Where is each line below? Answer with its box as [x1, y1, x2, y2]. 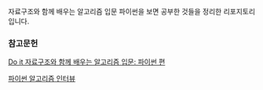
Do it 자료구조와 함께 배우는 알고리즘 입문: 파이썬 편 [8, 57, 166, 67]
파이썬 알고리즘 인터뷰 [8, 74, 76, 84]
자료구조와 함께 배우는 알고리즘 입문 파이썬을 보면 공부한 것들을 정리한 [8, 7, 222, 16]
